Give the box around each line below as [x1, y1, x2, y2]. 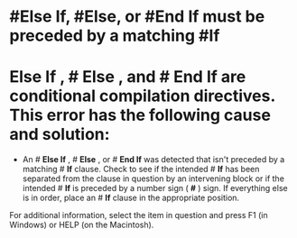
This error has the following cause [9, 105, 271, 125]
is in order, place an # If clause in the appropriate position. [22, 192, 240, 204]
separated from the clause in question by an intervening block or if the [22, 173, 284, 184]
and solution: [9, 124, 110, 145]
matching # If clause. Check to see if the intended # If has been [22, 164, 260, 175]
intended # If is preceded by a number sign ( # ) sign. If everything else [22, 183, 288, 194]
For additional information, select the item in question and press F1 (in [9, 210, 268, 221]
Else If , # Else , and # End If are [9, 67, 246, 87]
